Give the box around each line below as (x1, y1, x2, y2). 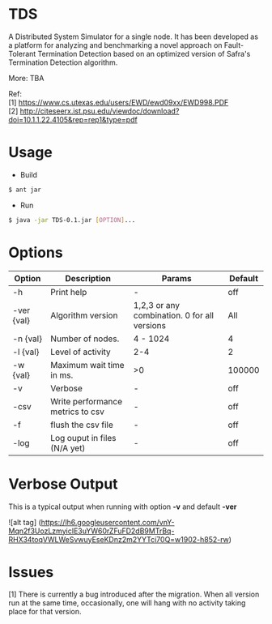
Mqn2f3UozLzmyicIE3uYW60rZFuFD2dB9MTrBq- (8, 526, 175, 536)
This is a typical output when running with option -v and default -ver (8, 502, 237, 511)
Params (161, 272, 192, 284)
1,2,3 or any (133, 299, 181, 310)
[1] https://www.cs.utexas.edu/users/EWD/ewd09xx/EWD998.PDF (8, 97, 229, 107)
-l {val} (12, 346, 40, 357)
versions (133, 319, 166, 331)
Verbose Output (8, 475, 119, 493)
